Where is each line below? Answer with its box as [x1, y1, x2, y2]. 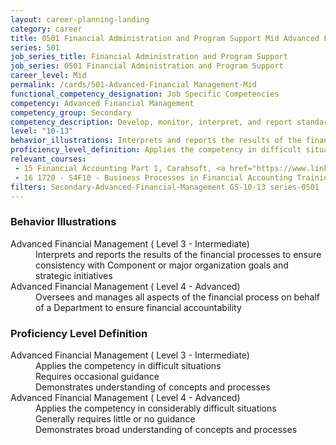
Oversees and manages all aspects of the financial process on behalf [35, 291, 321, 303]
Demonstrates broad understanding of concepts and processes [35, 423, 298, 435]
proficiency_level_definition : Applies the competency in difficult [10, 145, 302, 155]
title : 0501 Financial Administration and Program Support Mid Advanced [10, 33, 320, 43]
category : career [10, 24, 83, 34]
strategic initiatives [35, 269, 113, 281]
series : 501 [10, 42, 60, 53]
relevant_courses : [10, 154, 87, 164]
